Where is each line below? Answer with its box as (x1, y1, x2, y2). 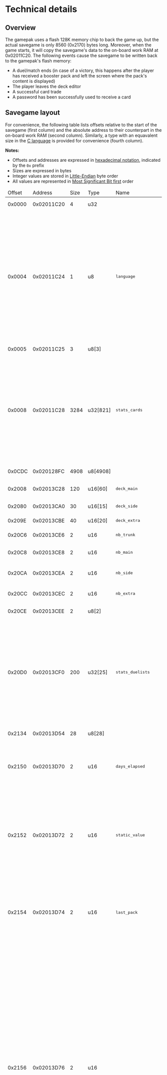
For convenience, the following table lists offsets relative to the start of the (5, 121, 158, 128)
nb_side (115, 570, 133, 576)
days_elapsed (115, 764, 145, 769)
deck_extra (115, 518, 141, 523)
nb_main (115, 550, 133, 555)
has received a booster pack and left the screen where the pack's (12, 73, 147, 78)
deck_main (115, 486, 138, 491)
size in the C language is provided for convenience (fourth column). (5, 137, 144, 143)
